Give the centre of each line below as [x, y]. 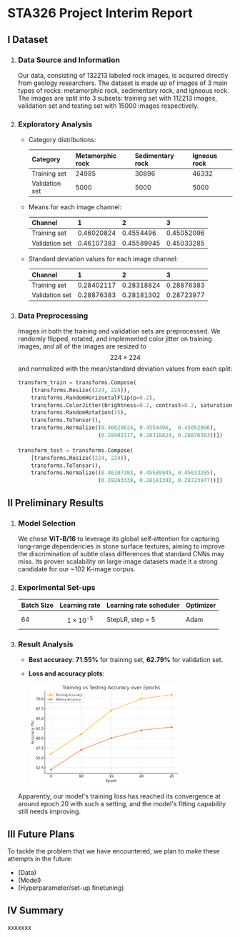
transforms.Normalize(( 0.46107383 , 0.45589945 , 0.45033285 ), [124, 473]
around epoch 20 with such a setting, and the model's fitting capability [122, 804]
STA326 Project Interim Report [100, 13]
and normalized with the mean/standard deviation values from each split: [125, 369]
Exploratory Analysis [55, 124]
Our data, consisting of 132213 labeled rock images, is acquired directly [123, 75]
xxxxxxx [20, 928]
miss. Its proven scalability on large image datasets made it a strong [117, 561]
